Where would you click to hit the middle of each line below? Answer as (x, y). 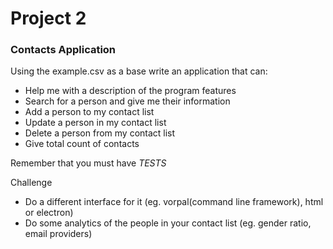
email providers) (58, 234)
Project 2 (48, 18)
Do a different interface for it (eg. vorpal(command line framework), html (174, 202)
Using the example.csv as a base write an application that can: (139, 71)
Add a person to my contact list (89, 112)
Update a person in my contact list (95, 123)
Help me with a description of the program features (130, 91)
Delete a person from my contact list (100, 133)
